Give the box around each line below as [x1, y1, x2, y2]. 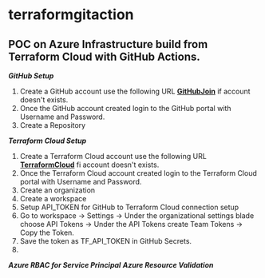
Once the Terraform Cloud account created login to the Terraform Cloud [19, 169, 257, 177]
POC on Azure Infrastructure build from [8, 38, 208, 51]
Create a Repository [19, 121, 86, 129]
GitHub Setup [8, 71, 54, 81]
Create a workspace [19, 194, 87, 203]
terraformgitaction [8, 6, 134, 24]
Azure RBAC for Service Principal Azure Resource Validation [8, 260, 214, 269]
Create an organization [19, 185, 96, 195]
